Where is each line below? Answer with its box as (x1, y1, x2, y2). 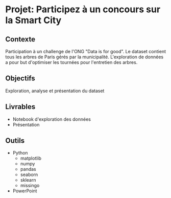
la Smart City (5, 14, 62, 26)
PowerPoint (12, 188, 37, 194)
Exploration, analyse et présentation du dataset (5, 87, 105, 94)
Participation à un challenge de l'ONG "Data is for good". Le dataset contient (5, 49, 166, 54)
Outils (5, 137, 25, 145)
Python (12, 150, 28, 156)
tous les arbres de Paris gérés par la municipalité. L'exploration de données (5, 54, 164, 60)
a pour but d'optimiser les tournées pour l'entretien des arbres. (5, 59, 138, 65)
